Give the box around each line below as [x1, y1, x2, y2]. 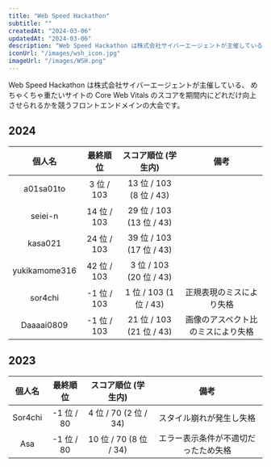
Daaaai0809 [21, 319, 69, 330]
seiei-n [31, 210, 59, 221]
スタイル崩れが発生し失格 [158, 412, 256, 423]
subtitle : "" [8, 19, 52, 27]
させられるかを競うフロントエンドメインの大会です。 [8, 100, 185, 110]
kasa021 [27, 238, 62, 249]
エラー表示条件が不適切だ [158, 432, 256, 444]
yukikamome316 [12, 264, 77, 276]
